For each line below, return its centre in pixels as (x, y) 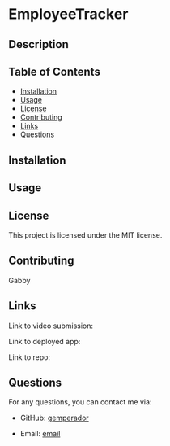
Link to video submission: (51, 326)
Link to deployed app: (45, 341)
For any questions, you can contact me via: (80, 402)
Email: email (40, 434)
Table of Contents (55, 71)
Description (38, 44)
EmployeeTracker (68, 14)
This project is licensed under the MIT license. (85, 235)
